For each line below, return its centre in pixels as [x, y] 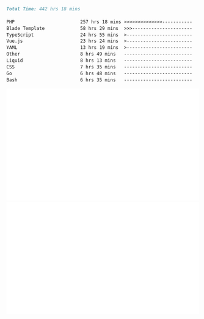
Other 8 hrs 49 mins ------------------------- [99, 54]
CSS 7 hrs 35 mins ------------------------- [99, 67]
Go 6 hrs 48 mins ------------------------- [99, 73]
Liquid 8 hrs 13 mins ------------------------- [99, 61]
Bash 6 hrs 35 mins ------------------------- [99, 80]
